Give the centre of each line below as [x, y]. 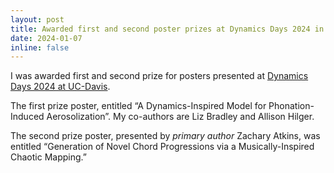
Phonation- [291, 106]
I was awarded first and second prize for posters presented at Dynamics [159, 76]
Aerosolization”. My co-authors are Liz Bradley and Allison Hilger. [180, 117]
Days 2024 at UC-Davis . [60, 87]
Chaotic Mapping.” [48, 157]
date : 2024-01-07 [46, 38]
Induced [27, 117]
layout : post [37, 19]
